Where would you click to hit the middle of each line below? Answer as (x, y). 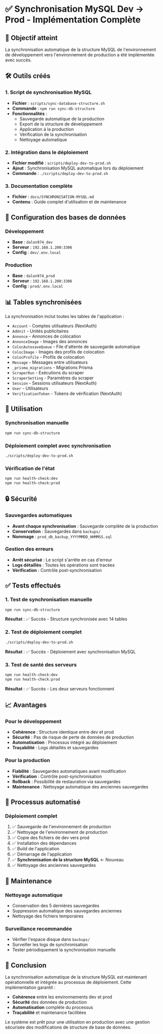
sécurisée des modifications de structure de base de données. (68, 1027)
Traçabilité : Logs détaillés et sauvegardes (55, 748)
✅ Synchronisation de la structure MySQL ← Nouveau (68, 860)
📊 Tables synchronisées (44, 302)
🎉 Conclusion (26, 965)
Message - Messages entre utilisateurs (50, 362)
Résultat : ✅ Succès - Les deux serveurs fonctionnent (60, 689)
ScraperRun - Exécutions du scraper (48, 373)
